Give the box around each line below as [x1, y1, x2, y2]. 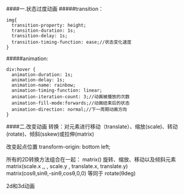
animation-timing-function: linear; [11, 87, 102, 93]
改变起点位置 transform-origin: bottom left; [6, 143, 111, 150]
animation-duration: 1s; [11, 72, 73, 78]
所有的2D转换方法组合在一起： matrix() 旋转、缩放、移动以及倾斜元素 [6, 156, 176, 163]
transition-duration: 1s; [11, 28, 76, 33]
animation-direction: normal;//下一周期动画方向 [11, 106, 127, 112]
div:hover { [6, 66, 36, 72]
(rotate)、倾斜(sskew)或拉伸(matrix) [6, 130, 94, 138]
